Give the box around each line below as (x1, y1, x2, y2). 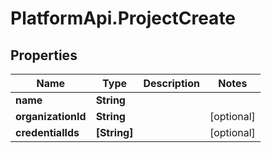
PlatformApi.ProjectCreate (10, 7, 237, 30)
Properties (10, 47, 78, 64)
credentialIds (15, 126, 80, 139)
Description (143, 77, 200, 90)
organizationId (15, 110, 87, 123)
